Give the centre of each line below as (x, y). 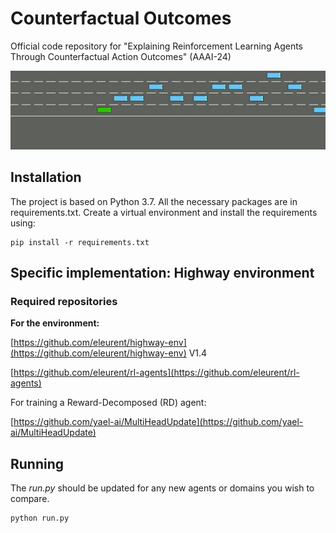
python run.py (40, 518)
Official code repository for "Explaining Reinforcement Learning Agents (157, 46)
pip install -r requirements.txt (80, 242)
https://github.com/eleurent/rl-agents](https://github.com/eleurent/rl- (156, 373)
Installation (46, 177)
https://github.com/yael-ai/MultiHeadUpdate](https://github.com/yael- (158, 422)
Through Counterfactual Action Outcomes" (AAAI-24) (121, 56)
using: (23, 223)
